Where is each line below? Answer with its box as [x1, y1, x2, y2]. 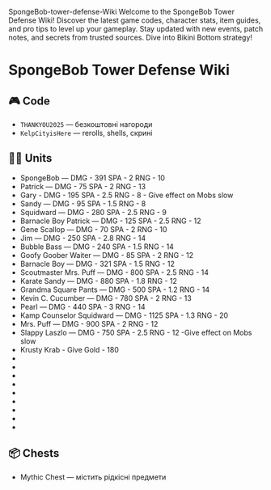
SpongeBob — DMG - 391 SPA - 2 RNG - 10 [19, 173, 166, 183]
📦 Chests [8, 446, 60, 460]
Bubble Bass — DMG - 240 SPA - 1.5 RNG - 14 [19, 242, 174, 251]
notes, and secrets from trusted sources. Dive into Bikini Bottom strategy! [8, 32, 253, 42]
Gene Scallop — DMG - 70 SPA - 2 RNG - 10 [19, 224, 167, 234]
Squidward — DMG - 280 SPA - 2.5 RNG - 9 [19, 207, 167, 217]
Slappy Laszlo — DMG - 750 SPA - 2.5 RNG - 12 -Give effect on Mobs [19, 327, 252, 337]
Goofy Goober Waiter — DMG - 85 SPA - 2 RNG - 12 [19, 250, 194, 260]
